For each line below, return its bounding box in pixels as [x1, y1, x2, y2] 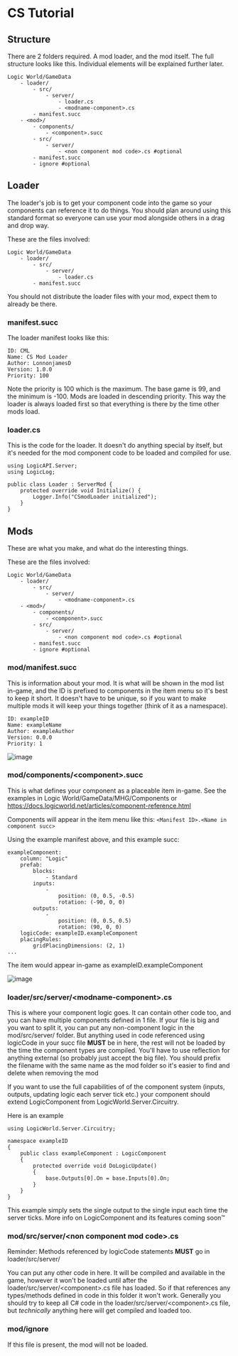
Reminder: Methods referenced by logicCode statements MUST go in [7, 1247, 210, 1256]
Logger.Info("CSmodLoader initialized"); [33, 494, 158, 501]
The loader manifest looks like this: [7, 334, 109, 342]
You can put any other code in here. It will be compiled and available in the [7, 1269, 225, 1277]
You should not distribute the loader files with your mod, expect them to [7, 292, 217, 300]
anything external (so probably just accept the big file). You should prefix [7, 1053, 222, 1063]
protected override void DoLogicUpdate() [33, 1163, 158, 1170]
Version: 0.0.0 [7, 734, 53, 741]
